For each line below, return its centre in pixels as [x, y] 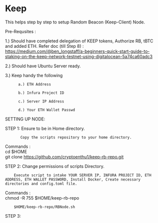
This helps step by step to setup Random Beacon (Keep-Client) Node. [75, 22]
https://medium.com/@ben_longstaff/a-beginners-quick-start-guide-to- [77, 51]
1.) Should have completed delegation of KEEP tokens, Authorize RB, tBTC [79, 41]
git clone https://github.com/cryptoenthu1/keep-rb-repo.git [64, 157]
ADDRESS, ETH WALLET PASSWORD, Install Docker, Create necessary [73, 179]
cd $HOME [16, 151]
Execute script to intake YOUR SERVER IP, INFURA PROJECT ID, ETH [83, 175]
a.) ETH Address [34, 84]
